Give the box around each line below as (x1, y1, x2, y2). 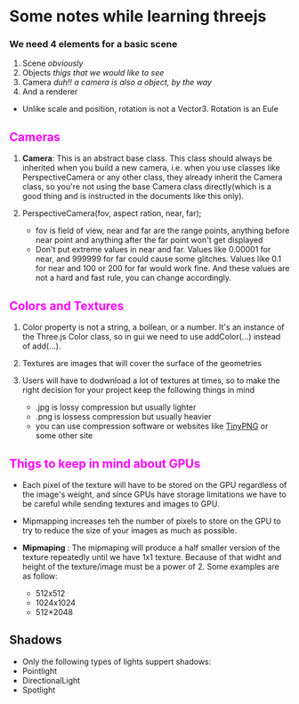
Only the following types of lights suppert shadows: (21, 656, 212, 667)
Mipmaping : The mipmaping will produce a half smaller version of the (21, 542, 280, 553)
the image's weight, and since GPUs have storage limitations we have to (21, 489, 287, 500)
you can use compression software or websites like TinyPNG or (35, 420, 269, 432)
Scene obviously (21, 58, 84, 68)
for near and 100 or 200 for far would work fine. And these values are (35, 263, 290, 274)
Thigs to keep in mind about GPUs (9, 456, 201, 471)
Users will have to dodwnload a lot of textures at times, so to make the (21, 375, 280, 386)
